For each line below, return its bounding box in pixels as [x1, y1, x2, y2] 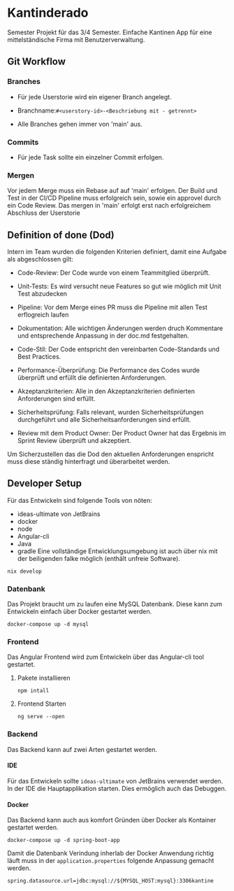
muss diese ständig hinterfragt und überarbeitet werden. [7, 457, 170, 466]
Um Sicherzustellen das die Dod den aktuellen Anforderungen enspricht [7, 450, 214, 459]
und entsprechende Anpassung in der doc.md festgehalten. [17, 332, 190, 340]
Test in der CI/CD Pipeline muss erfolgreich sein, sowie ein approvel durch [7, 194, 221, 202]
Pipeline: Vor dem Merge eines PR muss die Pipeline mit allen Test [17, 303, 208, 312]
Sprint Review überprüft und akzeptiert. [17, 436, 131, 445]
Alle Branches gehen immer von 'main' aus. [17, 120, 143, 128]
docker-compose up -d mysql [7, 621, 89, 628]
